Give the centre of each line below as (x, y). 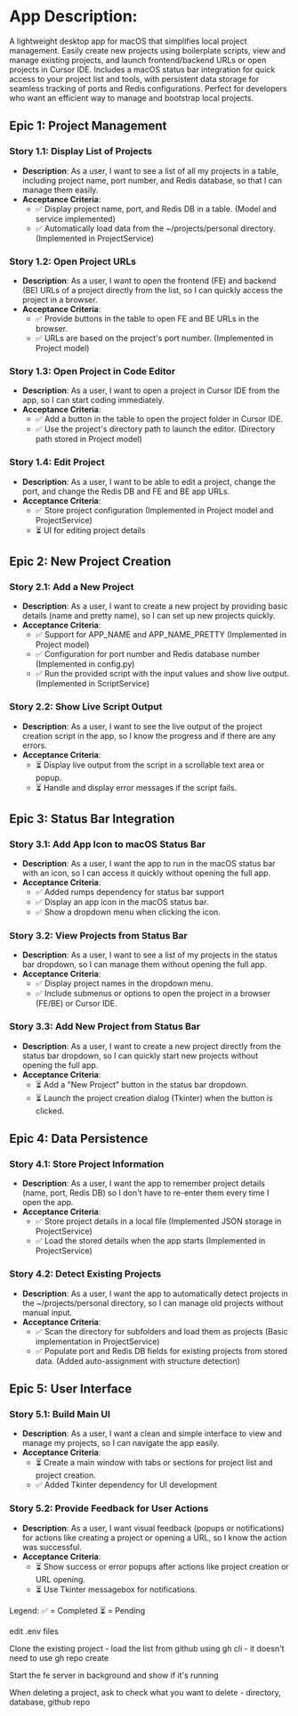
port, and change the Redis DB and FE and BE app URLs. (126, 491)
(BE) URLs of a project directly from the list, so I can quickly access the (152, 290)
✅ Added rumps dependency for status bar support (130, 892)
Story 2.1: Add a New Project (72, 587)
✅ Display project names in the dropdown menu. (124, 983)
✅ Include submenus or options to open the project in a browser (153, 993)
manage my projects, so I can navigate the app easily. (121, 1443)
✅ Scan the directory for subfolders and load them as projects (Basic (161, 1331)
